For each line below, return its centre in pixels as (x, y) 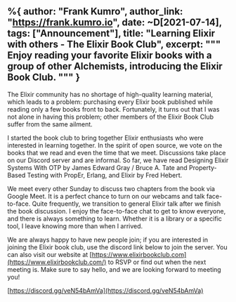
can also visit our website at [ (50, 254)
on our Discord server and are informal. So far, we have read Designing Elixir (118, 160)
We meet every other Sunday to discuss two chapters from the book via (111, 188)
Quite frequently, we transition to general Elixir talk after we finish (126, 204)
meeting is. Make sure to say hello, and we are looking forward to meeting (114, 269)
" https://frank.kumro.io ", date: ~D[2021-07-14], (115, 23)
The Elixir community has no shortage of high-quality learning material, (110, 94)
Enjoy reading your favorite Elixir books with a (110, 55)
